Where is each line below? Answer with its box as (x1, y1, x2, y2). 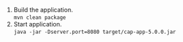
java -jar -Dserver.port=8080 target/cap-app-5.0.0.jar (13, 28, 176, 35)
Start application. (13, 20, 62, 28)
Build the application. (13, 6, 73, 14)
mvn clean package (13, 14, 66, 21)
